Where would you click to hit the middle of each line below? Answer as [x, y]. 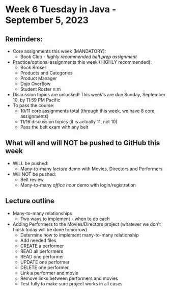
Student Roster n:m [40, 89]
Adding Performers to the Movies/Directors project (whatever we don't [87, 224]
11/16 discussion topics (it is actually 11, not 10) [69, 122]
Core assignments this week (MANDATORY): [59, 51]
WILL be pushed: [31, 163]
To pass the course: [33, 105]
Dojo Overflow [35, 84]
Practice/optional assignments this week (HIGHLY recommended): [82, 62]
